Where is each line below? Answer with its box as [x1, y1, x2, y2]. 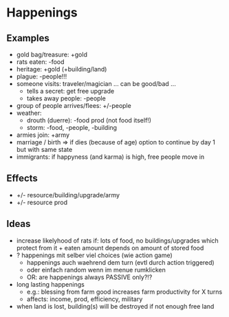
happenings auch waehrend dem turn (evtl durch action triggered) [26, 258, 215, 266]
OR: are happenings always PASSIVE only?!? [26, 273, 153, 281]
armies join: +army [16, 131, 70, 139]
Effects [6, 173, 39, 184]
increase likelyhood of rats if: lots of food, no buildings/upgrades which [16, 236, 219, 245]
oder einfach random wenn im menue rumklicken [26, 265, 166, 274]
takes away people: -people [26, 94, 106, 102]
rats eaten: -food [16, 58, 65, 66]
